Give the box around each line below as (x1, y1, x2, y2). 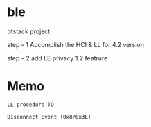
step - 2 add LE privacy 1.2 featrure (7, 53, 108, 62)
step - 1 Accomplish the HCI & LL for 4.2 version (7, 40, 144, 49)
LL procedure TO (7, 101, 54, 108)
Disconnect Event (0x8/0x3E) (7, 113, 91, 120)
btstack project (7, 27, 51, 35)
